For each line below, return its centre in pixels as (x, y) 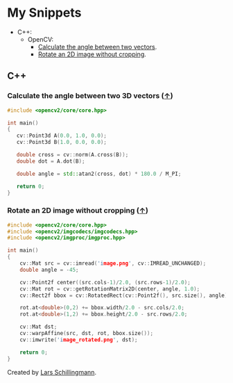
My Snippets (44, 13)
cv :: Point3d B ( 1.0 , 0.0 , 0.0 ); (62, 142)
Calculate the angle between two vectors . (97, 47)
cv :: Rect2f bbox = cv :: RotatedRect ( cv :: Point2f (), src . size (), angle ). (125, 295)
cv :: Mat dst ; (38, 327)
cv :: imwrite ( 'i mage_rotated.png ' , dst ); (79, 340)
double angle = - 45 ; (49, 270)
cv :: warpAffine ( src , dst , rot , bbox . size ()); (87, 334)
